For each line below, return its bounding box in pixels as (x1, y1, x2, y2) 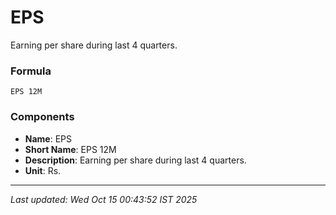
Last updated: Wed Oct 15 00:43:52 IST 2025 (10, 193, 198, 205)
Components (10, 110, 75, 124)
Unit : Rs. (24, 164, 62, 176)
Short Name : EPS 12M (24, 143, 117, 155)
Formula (10, 64, 52, 78)
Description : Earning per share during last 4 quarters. (24, 154, 247, 166)
